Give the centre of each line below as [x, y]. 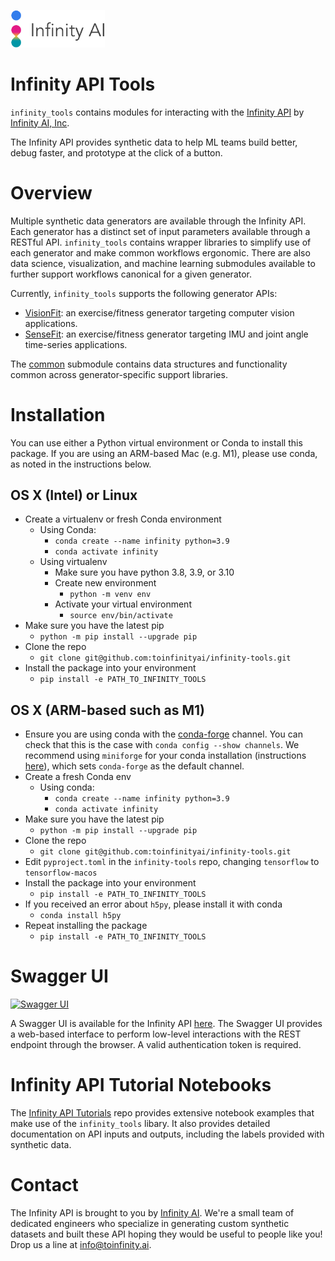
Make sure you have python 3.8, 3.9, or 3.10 [144, 572]
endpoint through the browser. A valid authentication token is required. [156, 1045]
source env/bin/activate [121, 616]
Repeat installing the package [86, 926]
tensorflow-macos [61, 873]
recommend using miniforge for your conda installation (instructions [165, 756]
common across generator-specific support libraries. [119, 374]
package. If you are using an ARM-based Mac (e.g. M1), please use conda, [164, 453]
